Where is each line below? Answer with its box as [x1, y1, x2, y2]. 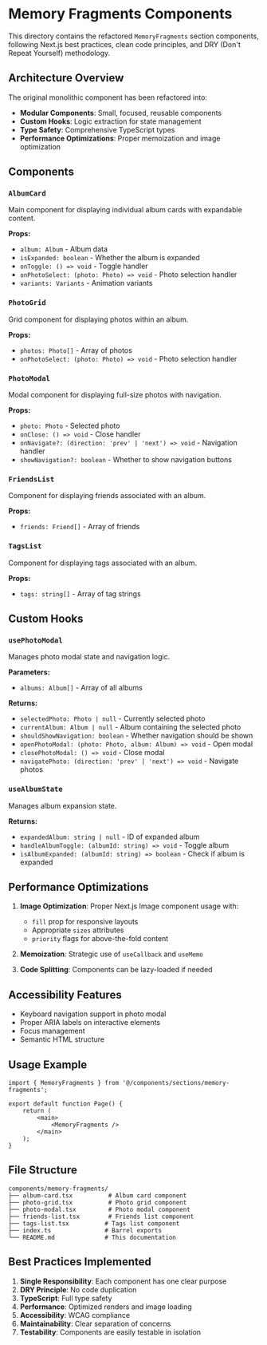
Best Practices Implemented [8, 1255, 151, 1269]
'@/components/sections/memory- [122, 1079, 230, 1087]
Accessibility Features [8, 987, 122, 1002]
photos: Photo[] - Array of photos [19, 345, 133, 355]
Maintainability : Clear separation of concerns [19, 1319, 171, 1328]
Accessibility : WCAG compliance [19, 1310, 130, 1319]
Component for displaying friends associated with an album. [8, 491, 206, 500]
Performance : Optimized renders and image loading [19, 1302, 193, 1311]
